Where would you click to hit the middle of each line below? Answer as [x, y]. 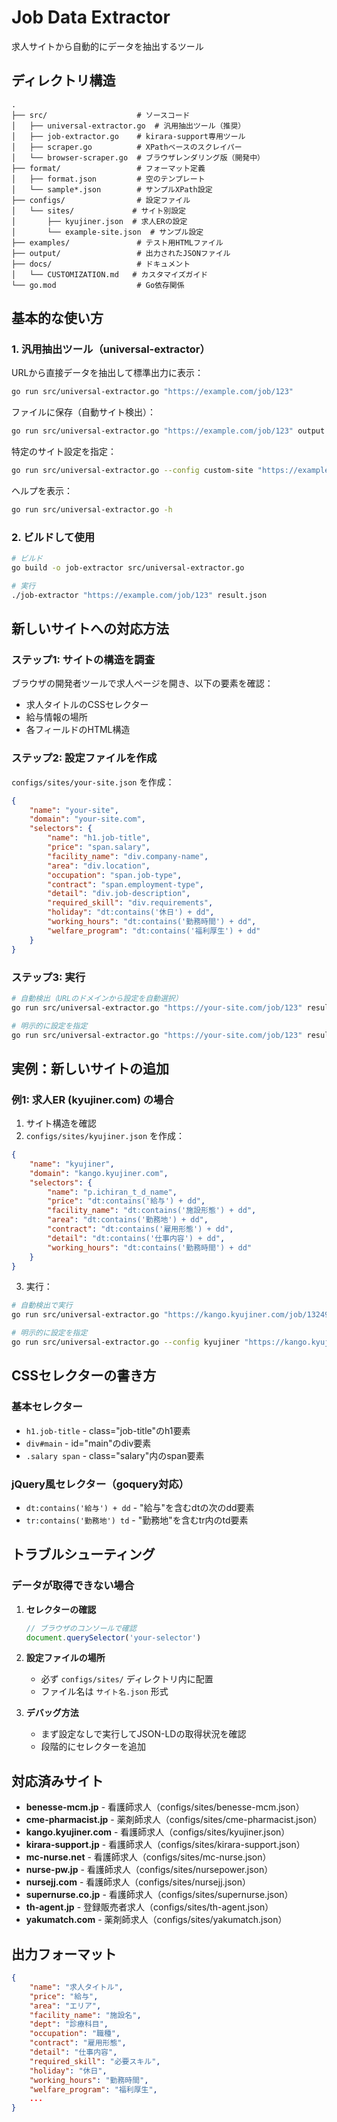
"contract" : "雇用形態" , [78, 2043]
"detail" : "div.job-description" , [119, 894]
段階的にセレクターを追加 [93, 1747]
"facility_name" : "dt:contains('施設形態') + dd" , [152, 1211]
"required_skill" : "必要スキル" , [95, 2061]
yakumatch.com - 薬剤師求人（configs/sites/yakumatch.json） [156, 1920]
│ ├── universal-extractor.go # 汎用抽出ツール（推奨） [128, 126]
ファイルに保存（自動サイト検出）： [83, 412]
